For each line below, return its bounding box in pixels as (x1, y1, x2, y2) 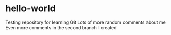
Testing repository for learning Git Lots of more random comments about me (5, 19, 166, 25)
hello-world (5, 3, 56, 14)
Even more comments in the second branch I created (5, 24, 117, 30)
